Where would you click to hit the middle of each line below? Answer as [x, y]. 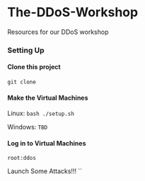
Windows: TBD [28, 127]
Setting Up [26, 50]
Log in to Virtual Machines [47, 143]
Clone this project [34, 67]
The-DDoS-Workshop [73, 12]
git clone [22, 82]
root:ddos [22, 158]
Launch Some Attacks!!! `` [45, 171]
